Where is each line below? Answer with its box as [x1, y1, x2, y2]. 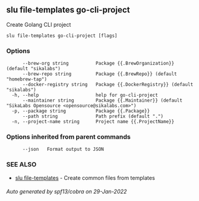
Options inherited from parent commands [6, 133, 131, 141]
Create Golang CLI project [6, 21, 71, 28]
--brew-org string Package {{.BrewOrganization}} [22, 61, 174, 67]
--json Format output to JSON [22, 147, 104, 153]
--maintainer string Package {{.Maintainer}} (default [22, 97, 183, 104]
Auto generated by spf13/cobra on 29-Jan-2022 [6, 188, 127, 196]
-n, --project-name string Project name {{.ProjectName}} [11, 119, 174, 125]
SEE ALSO [6, 160, 37, 169]
